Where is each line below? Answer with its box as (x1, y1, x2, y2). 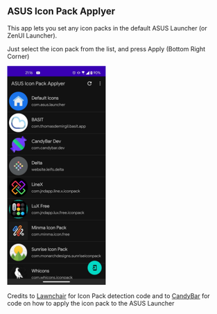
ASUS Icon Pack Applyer (7, 6, 116, 17)
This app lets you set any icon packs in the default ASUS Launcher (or (7, 24, 207, 32)
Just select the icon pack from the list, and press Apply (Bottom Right (7, 44, 206, 53)
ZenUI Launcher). (7, 31, 58, 40)
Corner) (7, 52, 30, 60)
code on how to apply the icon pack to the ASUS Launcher (7, 299, 175, 307)
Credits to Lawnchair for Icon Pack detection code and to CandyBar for (7, 291, 210, 300)
